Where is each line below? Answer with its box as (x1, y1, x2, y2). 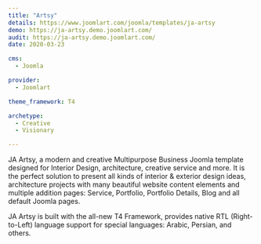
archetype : (8, 111, 44, 120)
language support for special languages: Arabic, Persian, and (34, 220, 232, 230)
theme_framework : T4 (8, 97, 76, 106)
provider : (8, 76, 41, 84)
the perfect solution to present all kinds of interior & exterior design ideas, (8, 172, 247, 181)
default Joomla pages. (8, 197, 81, 206)
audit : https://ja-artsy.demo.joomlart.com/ (8, 33, 156, 42)
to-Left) (8, 220, 33, 230)
